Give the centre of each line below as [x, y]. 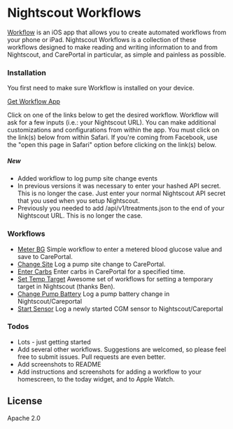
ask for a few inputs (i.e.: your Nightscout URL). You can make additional [112, 122]
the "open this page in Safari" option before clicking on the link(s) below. [112, 145]
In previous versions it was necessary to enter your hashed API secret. [119, 186]
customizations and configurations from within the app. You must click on [113, 130]
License [25, 401]
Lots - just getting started [54, 342]
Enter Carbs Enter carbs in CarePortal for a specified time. [101, 272]
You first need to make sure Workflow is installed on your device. [101, 88]
